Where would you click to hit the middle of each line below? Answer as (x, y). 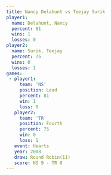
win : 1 (27, 101)
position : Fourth (41, 124)
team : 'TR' (33, 118)
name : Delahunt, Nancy (40, 23)
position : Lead (38, 90)
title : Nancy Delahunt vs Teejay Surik (56, 12)
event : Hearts (32, 146)
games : (14, 73)
